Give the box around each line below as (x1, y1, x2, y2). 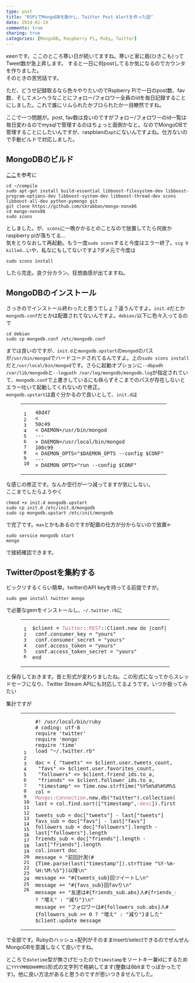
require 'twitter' (34, 730, 86, 737)
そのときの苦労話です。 (6, 74, 62, 81)
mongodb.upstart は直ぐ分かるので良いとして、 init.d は (6, 391, 138, 398)
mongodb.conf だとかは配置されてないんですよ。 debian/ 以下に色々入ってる (6, 312, 183, 319)
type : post (6, 8, 33, 15)
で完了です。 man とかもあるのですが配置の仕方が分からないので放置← (6, 521, 172, 528)
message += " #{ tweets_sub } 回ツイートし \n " (34, 875, 149, 881)
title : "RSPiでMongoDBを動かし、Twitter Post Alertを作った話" (6, 14, 154, 20)
